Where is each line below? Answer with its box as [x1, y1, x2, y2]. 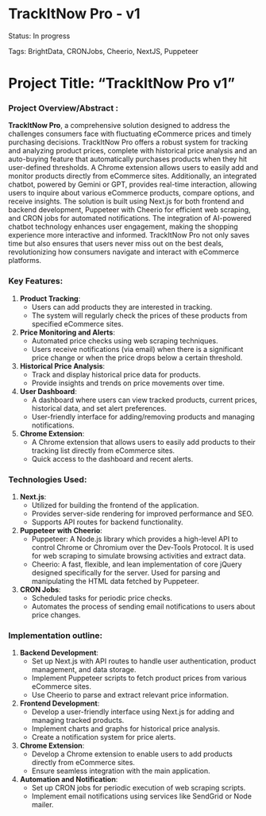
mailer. [31, 800, 54, 810]
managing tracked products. [31, 716, 125, 725]
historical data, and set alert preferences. [31, 403, 167, 413]
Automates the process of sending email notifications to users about [31, 601, 256, 612]
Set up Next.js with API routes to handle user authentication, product [31, 656, 256, 666]
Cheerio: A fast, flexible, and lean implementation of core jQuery [31, 559, 242, 569]
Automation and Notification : [19, 775, 118, 784]
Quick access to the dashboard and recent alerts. [31, 454, 194, 463]
